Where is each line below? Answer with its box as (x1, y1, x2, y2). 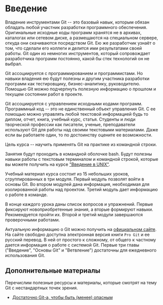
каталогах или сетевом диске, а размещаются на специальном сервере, (5, 35, 158, 41)
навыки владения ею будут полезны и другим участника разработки (5, 76, 150, 81)
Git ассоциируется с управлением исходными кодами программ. (5, 101, 143, 106)
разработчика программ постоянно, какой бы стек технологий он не (5, 55, 150, 61)
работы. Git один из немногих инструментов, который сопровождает (5, 50, 150, 56)
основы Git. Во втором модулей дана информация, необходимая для (5, 181, 150, 187)
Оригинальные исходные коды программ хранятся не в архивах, (5, 29, 142, 35)
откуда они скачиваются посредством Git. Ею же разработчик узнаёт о (5, 40, 156, 46)
